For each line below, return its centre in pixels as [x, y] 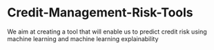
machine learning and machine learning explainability [83, 38]
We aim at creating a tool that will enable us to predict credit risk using [107, 32]
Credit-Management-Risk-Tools [100, 13]
